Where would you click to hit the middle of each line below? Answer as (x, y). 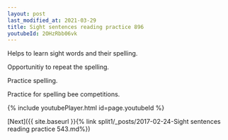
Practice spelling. (33, 81)
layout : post (27, 14)
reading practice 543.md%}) (49, 129)
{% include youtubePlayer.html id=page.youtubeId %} (86, 108)
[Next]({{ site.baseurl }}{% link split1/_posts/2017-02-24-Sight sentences (114, 122)
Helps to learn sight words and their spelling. (73, 53)
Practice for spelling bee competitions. (64, 94)
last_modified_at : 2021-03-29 (52, 20)
